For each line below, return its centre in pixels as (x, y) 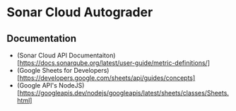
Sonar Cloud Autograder (80, 12)
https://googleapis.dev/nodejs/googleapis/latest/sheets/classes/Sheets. (124, 93)
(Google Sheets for (45, 70)
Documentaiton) (92, 55)
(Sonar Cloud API (42, 55)
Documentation (42, 39)
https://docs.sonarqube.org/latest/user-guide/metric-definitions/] (114, 63)
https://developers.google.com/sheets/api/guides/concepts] (107, 78)
